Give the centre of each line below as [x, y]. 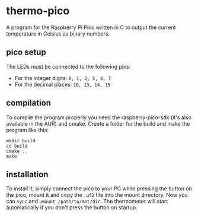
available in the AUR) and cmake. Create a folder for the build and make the [98, 123]
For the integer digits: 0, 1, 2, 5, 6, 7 [63, 78]
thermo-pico [38, 11]
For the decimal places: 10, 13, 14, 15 [63, 84]
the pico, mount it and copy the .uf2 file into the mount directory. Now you [97, 195]
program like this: [27, 130]
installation [27, 174]
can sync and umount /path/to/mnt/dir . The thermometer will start [87, 201]
